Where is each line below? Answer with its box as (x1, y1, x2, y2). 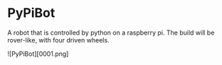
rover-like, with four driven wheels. (7, 35, 110, 44)
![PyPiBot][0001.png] (7, 49, 69, 58)
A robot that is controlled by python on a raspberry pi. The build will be (7, 28, 215, 37)
